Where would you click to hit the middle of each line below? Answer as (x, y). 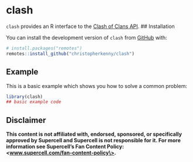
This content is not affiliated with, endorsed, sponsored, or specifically (94, 134)
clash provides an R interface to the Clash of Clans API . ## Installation (91, 26)
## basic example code (34, 102)
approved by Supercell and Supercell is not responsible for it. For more (94, 140)
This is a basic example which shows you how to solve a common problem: (96, 86)
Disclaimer (26, 120)
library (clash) (25, 97)
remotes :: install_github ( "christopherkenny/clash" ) (70, 54)
